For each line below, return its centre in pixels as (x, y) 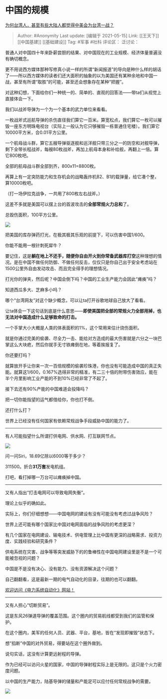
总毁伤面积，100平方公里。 (33, 215)
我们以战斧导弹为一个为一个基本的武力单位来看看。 (57, 109)
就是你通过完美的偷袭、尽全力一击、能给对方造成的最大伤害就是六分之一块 (81, 338)
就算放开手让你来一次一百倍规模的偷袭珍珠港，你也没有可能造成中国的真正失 (83, 365)
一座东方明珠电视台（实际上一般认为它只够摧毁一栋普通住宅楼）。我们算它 (84, 126)
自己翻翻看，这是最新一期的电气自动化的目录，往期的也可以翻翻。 (73, 579)
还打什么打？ (18, 410)
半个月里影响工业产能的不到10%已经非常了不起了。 (58, 378)
